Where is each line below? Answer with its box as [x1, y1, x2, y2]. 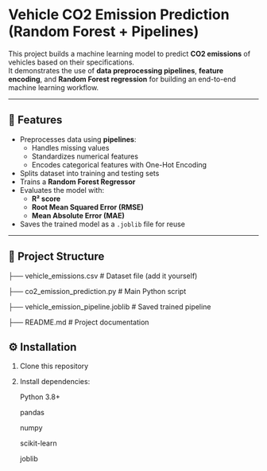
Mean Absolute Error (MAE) [31, 210, 125, 220]
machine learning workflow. [8, 82, 99, 92]
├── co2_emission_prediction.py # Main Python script [8, 286, 187, 296]
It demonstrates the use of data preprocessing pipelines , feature [8, 65, 224, 75]
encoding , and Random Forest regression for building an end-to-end [8, 74, 237, 84]
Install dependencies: [19, 377, 91, 387]
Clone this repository [19, 361, 89, 371]
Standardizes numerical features [31, 151, 139, 161]
